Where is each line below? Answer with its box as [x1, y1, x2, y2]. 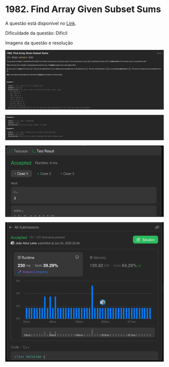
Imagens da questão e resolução [5, 39, 73, 46]
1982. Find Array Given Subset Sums [5, 4, 161, 15]
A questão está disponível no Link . [5, 20, 76, 26]
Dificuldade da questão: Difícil [5, 30, 68, 36]
